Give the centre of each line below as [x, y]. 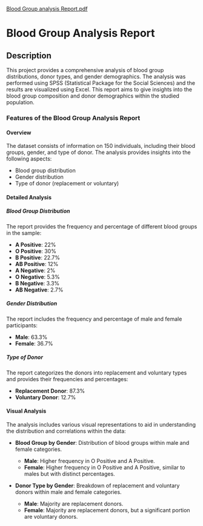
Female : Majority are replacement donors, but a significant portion [107, 510]
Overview [19, 132]
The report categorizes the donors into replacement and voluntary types [97, 373]
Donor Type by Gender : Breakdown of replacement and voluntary [97, 485]
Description [29, 55]
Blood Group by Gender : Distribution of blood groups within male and [102, 442]
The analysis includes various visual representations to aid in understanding [101, 424]
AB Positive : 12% [37, 264]
